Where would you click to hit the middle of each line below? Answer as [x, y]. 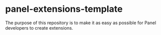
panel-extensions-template [64, 9]
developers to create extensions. [39, 28]
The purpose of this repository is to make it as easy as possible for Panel [81, 23]
